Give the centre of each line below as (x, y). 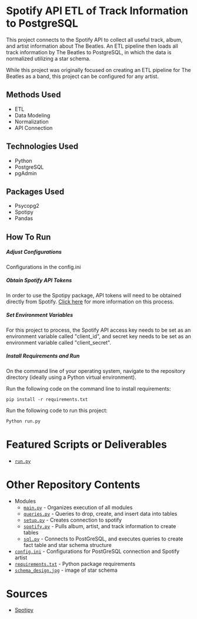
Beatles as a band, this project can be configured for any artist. (82, 76)
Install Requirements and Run (43, 356)
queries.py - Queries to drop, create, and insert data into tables (100, 513)
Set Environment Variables (40, 315)
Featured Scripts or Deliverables (87, 444)
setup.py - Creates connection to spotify (73, 520)
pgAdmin (26, 173)
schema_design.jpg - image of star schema (66, 570)
